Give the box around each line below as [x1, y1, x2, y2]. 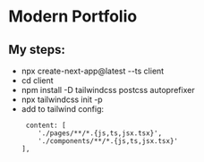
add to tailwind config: [21, 104, 105, 114]
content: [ [25, 121, 66, 130]
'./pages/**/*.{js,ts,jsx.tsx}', [38, 129, 163, 138]
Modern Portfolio [8, 6, 138, 27]
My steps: [8, 42, 66, 57]
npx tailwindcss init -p [21, 94, 104, 105]
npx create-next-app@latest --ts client [21, 65, 165, 76]
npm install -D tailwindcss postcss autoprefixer [21, 85, 195, 95]
